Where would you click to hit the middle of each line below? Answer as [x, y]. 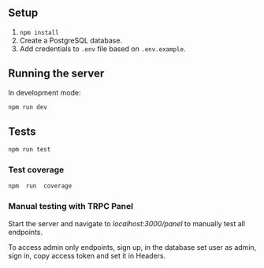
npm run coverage [40, 186]
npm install [39, 32]
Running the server [56, 74]
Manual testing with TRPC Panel [71, 207]
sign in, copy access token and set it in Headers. [87, 255]
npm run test [30, 150]
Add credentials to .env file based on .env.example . [102, 48]
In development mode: [45, 92]
